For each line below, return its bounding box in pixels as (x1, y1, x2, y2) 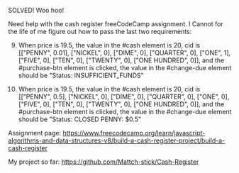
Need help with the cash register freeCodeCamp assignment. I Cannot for (8, 20, 223, 28)
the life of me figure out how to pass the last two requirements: (8, 28, 192, 35)
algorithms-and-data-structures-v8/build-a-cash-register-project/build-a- (8, 136, 226, 145)
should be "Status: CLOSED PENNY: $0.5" (18, 115, 142, 123)
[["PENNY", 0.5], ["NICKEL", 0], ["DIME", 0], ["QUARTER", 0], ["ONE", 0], (18, 92, 230, 101)
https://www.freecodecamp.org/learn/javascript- (62, 129, 206, 137)
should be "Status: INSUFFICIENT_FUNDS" (18, 71, 144, 79)
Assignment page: (8, 129, 62, 137)
